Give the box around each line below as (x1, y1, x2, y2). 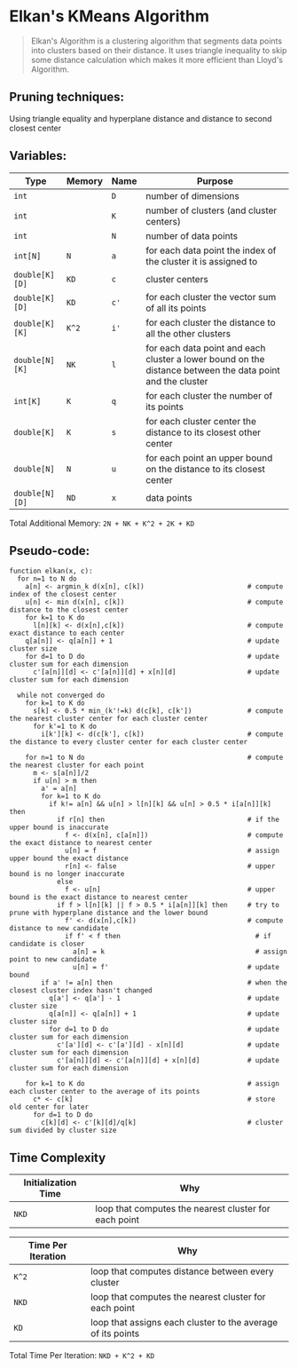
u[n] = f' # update (72, 963, 279, 972)
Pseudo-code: (9, 543, 90, 558)
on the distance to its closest (145, 463, 266, 475)
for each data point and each (145, 342, 266, 354)
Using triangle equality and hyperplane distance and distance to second (9, 113, 272, 123)
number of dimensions (145, 189, 239, 202)
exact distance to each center (9, 629, 125, 638)
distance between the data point (145, 364, 281, 376)
